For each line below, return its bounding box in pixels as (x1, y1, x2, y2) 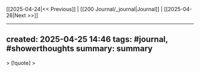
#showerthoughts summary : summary (6, 44, 153, 54)
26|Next (6, 12, 26, 19)
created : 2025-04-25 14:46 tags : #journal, (6, 34, 168, 44)
